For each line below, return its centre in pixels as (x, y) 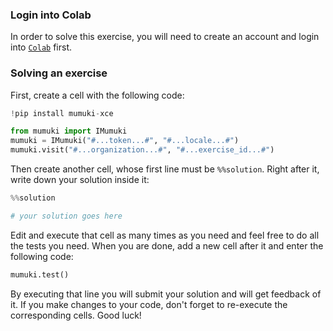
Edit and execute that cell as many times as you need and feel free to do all (165, 235)
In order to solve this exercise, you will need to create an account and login (165, 37)
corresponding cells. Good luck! (76, 315)
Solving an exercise (59, 73)
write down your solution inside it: (80, 180)
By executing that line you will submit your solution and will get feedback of (166, 294)
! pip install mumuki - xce (62, 113)
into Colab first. (41, 47)
